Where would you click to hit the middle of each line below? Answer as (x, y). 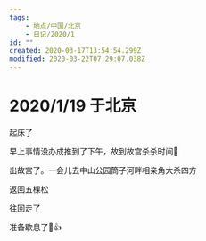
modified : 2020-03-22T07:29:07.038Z (77, 59)
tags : (19, 17)
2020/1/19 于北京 (73, 106)
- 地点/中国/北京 (54, 26)
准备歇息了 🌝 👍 (36, 227)
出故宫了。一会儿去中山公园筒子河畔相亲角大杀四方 (103, 170)
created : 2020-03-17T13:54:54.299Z (75, 51)
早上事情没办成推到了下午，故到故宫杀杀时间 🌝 (94, 151)
